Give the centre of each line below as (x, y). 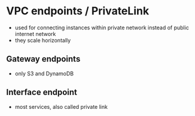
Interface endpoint (42, 92)
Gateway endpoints (43, 59)
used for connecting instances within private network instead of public (102, 28)
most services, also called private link (61, 106)
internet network (35, 33)
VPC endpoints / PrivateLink (78, 11)
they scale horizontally (43, 40)
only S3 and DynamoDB (44, 74)
